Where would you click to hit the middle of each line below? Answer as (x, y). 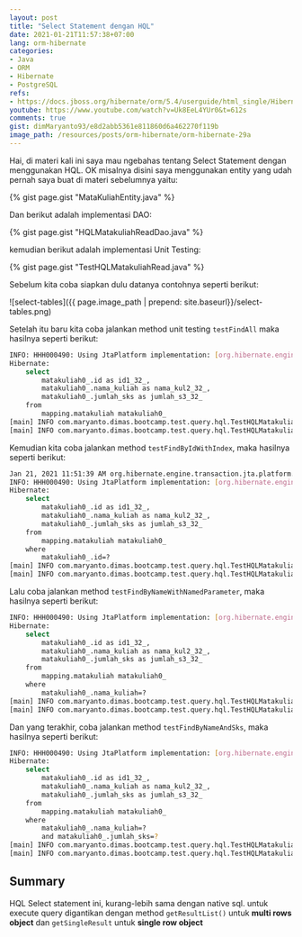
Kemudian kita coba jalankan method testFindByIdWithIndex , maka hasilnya (150, 448)
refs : (19, 93)
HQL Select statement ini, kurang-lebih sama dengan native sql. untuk (139, 903)
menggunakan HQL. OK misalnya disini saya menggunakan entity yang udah (151, 170)
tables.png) (31, 311)
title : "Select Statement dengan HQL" (82, 26)
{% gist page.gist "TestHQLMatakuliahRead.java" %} (107, 267)
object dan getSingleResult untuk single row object (107, 922)
